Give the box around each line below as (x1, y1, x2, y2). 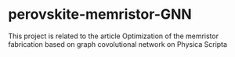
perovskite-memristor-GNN (8, 5, 192, 23)
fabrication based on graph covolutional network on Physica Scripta (8, 39, 228, 48)
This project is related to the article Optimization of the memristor (8, 31, 219, 41)
